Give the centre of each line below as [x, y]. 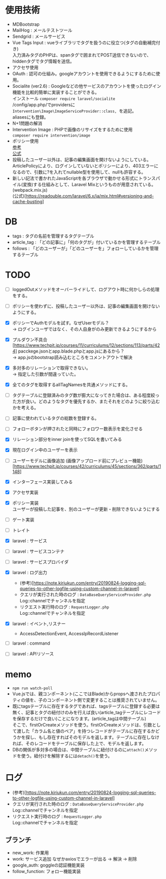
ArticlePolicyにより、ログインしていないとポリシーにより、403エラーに [85, 166]
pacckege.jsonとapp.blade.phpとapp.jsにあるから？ [71, 351]
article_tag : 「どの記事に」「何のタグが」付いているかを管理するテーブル [86, 242]
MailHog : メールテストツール [42, 30]
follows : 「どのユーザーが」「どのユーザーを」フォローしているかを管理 [85, 248]
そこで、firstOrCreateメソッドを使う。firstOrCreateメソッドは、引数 [82, 725]
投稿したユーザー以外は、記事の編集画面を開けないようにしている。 [82, 159]
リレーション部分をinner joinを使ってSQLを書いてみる [67, 439]
